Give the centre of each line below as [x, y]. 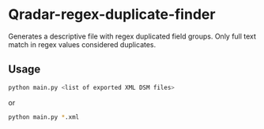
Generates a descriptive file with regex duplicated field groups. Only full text [132, 36]
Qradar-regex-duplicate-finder [112, 15]
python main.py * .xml [44, 117]
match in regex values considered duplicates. [82, 44]
